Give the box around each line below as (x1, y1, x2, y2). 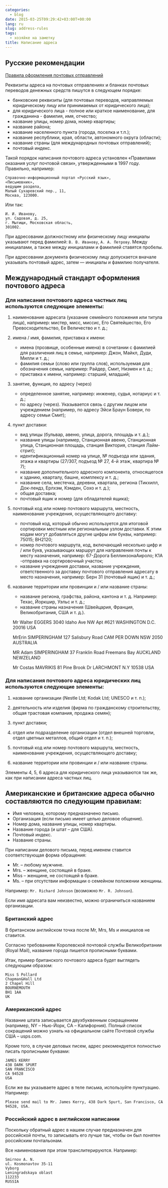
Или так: (5, 202, 24, 208)
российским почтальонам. (5, 1138, 63, 1144)
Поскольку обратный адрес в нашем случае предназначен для (5, 1127, 142, 1133)
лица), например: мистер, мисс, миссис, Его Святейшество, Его (12, 320, 151, 326)
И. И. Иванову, (5, 211, 37, 216)
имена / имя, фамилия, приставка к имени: (12, 335, 106, 341)
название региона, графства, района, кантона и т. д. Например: (20, 593, 157, 600)
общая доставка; (20, 490, 57, 496)
